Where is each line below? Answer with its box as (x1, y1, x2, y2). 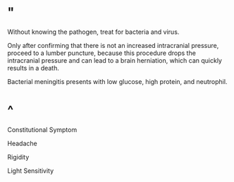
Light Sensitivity (7, 166, 54, 175)
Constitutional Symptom (7, 125, 78, 134)
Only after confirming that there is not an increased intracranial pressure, (7, 41, 219, 49)
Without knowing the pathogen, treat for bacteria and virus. (7, 28, 180, 36)
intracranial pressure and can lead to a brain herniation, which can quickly (7, 56, 222, 64)
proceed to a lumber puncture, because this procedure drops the (7, 49, 196, 57)
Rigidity (7, 152, 30, 161)
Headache (7, 139, 37, 147)
